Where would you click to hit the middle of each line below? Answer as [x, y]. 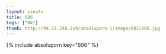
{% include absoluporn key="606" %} [52, 45]
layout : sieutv [25, 12]
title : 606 [20, 17]
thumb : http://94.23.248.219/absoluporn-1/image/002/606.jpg [83, 28]
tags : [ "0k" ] [22, 23]
